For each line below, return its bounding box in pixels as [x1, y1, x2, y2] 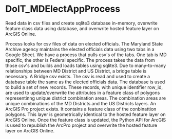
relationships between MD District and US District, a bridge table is [5, 67, 147, 74]
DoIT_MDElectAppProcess [5, 3, 121, 15]
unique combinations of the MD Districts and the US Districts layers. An [5, 100, 157, 106]
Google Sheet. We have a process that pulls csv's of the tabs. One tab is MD [5, 52, 167, 58]
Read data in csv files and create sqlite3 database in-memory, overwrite [5, 20, 158, 26]
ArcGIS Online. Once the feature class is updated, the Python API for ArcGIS [5, 117, 166, 123]
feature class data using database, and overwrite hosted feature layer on [5, 25, 159, 31]
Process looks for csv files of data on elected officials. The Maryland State [5, 40, 163, 47]
